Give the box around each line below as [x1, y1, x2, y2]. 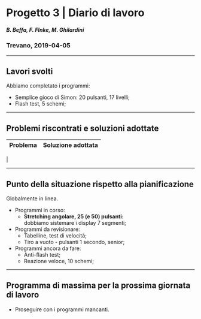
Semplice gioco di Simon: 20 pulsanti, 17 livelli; [14, 94, 130, 101]
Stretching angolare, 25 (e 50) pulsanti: [23, 213, 124, 220]
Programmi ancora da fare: [14, 245, 81, 252]
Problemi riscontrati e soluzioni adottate [6, 123, 159, 133]
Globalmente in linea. [6, 195, 59, 202]
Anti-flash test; [23, 251, 61, 258]
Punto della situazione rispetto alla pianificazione [6, 179, 194, 189]
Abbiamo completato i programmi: [6, 82, 90, 89]
